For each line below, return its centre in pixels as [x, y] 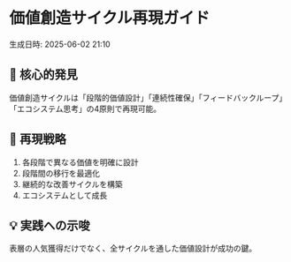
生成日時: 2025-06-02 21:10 [60, 44]
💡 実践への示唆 [50, 225]
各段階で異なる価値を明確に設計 [80, 162]
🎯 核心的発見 [43, 75]
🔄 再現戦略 [38, 139]
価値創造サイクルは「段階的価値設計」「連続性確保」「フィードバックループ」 [148, 97]
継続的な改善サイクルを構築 [73, 184]
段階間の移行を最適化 [61, 173]
